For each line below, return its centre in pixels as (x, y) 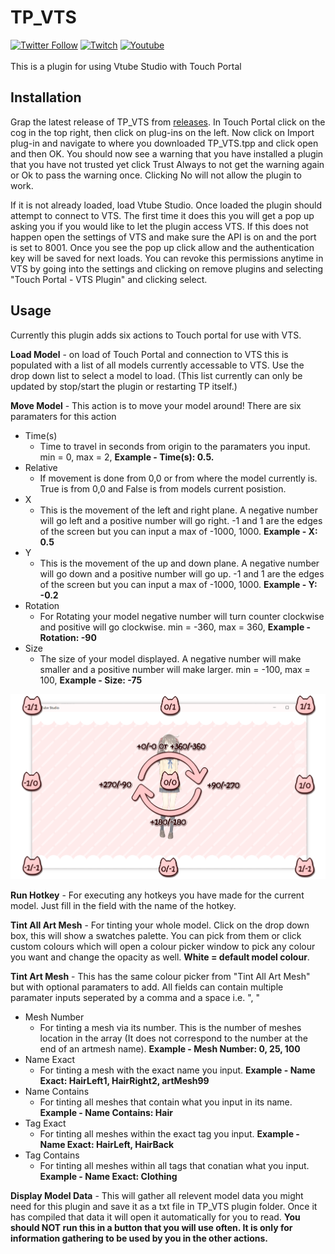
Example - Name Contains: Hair (106, 1113)
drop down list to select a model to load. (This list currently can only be (156, 375)
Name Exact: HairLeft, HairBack (107, 1145)
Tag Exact (45, 1123)
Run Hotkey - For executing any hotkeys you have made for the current (157, 895)
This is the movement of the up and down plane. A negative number (179, 563)
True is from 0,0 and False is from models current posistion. (163, 488)
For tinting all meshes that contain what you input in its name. (166, 1102)
